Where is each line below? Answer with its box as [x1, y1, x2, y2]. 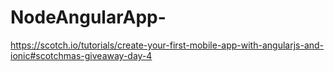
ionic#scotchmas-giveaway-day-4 [10, 49, 153, 61]
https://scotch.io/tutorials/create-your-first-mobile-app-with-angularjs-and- [10, 39, 325, 51]
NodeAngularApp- [10, 6, 167, 29]
